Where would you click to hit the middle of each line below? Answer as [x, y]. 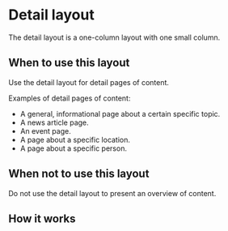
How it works [42, 218]
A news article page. [54, 122]
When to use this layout [69, 63]
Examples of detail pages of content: [70, 98]
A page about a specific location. [75, 139]
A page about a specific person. [74, 148]
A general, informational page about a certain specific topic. [120, 113]
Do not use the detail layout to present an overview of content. [112, 193]
